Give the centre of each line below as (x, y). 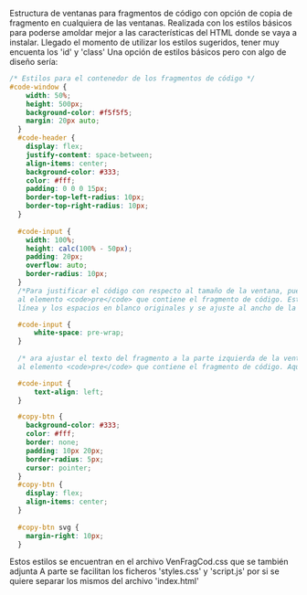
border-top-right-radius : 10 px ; (87, 206)
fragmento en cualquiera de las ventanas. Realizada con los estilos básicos (151, 23)
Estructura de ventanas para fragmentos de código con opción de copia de (151, 13)
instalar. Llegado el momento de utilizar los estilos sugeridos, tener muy (145, 42)
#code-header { (47, 138)
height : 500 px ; (55, 104)
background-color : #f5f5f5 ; (79, 112)
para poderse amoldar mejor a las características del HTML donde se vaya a (153, 32)
